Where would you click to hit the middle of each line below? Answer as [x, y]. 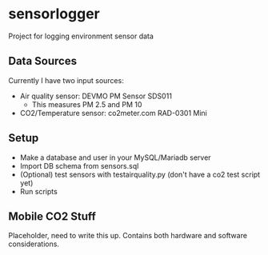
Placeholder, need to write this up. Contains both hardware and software [128, 236]
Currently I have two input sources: [66, 80]
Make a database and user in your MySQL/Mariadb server [115, 157]
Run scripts [38, 191]
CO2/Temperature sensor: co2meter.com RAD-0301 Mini [114, 113]
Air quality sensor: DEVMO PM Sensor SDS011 [96, 96]
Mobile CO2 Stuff [52, 216]
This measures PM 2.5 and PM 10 [87, 104]
